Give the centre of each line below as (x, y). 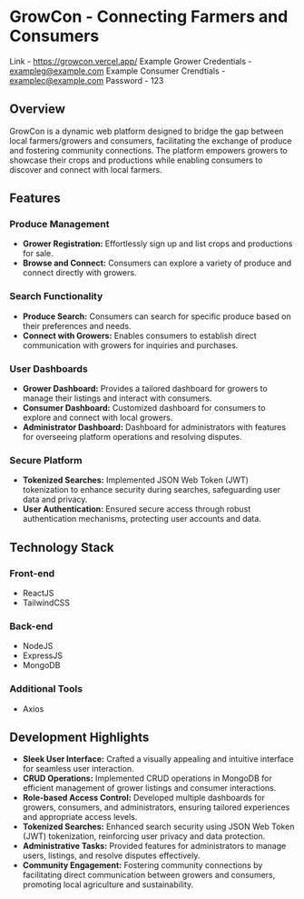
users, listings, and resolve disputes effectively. (111, 855)
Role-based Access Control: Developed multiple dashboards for (143, 798)
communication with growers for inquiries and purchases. (130, 345)
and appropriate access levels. (80, 817)
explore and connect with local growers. (98, 418)
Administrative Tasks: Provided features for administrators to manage (154, 846)
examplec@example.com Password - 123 (87, 80)
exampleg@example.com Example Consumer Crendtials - (118, 71)
